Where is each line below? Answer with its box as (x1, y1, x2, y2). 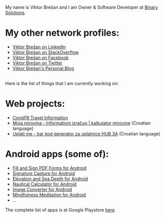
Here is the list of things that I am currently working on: (5, 80, 119, 86)
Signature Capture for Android (12, 170, 75, 176)
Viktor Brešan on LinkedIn (12, 44, 66, 50)
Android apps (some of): (5, 149, 109, 160)
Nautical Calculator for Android (12, 181, 77, 187)
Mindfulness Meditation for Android (12, 191, 86, 198)
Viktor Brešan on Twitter (12, 60, 63, 66)
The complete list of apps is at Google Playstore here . (5, 206, 116, 213)
